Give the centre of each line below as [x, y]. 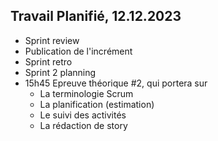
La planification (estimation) [97, 104]
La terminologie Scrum [86, 93]
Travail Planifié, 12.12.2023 [96, 16]
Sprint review [52, 40]
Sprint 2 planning [60, 72]
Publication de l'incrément [78, 51]
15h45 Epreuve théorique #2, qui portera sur [116, 83]
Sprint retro [48, 61]
